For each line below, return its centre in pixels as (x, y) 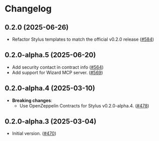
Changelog (28, 9)
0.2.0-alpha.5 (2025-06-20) (50, 55)
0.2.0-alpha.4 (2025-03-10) (50, 88)
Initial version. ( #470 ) (34, 133)
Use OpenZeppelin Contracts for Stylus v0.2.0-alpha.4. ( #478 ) (84, 105)
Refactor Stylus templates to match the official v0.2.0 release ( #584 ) (83, 39)
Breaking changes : (32, 100)
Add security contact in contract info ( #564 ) (58, 67)
